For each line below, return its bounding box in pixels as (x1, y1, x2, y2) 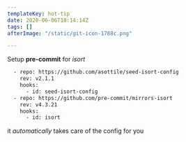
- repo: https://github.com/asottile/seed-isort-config (13, 69, 179, 76)
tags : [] (7, 23, 33, 30)
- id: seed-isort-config (25, 88, 98, 95)
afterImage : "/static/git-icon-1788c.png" (7, 29, 132, 37)
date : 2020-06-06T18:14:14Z (7, 17, 89, 24)
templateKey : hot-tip (7, 10, 70, 17)
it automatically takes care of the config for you (7, 127, 144, 135)
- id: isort (25, 114, 61, 121)
